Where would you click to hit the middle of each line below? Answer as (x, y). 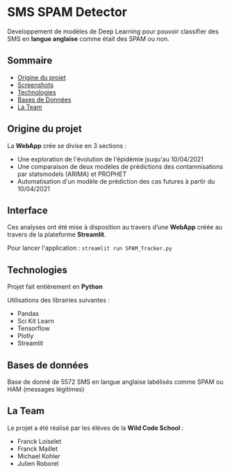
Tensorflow (33, 328)
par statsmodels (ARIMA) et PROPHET (72, 174)
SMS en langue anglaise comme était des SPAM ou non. (88, 38)
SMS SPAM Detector (67, 12)
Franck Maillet (38, 449)
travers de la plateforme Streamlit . (57, 234)
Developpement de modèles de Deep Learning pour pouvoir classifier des (113, 31)
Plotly (25, 336)
